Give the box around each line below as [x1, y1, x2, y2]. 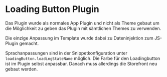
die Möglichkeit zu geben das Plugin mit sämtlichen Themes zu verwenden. [5, 25, 161, 31]
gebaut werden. [5, 66, 38, 72]
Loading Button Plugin [5, 3, 99, 15]
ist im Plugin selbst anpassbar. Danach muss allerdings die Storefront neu [5, 60, 157, 66]
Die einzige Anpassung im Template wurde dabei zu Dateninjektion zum [5, 35, 154, 41]
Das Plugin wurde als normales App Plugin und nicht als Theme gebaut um [5, 20, 159, 26]
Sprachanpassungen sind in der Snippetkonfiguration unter [5, 50, 128, 56]
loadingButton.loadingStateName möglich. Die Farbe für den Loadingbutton [5, 55, 160, 61]
